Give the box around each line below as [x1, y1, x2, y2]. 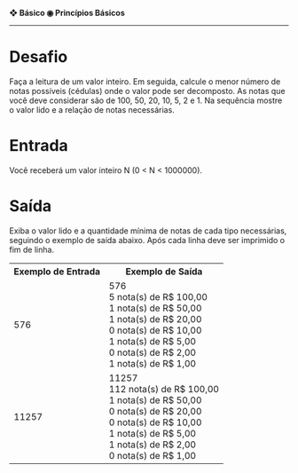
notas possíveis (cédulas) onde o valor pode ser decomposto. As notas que [9, 85, 286, 96]
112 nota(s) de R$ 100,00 [108, 382, 220, 395]
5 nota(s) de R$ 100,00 [108, 290, 208, 303]
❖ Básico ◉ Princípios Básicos [9, 8, 126, 18]
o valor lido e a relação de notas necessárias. [9, 104, 175, 114]
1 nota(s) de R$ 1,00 [108, 357, 197, 369]
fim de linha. [9, 244, 55, 255]
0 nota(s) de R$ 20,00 [108, 405, 202, 417]
